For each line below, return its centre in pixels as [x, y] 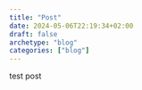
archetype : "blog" [43, 42]
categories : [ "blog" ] [50, 51]
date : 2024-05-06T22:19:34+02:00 [71, 26]
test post [25, 76]
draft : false [33, 34]
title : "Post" [36, 17]
